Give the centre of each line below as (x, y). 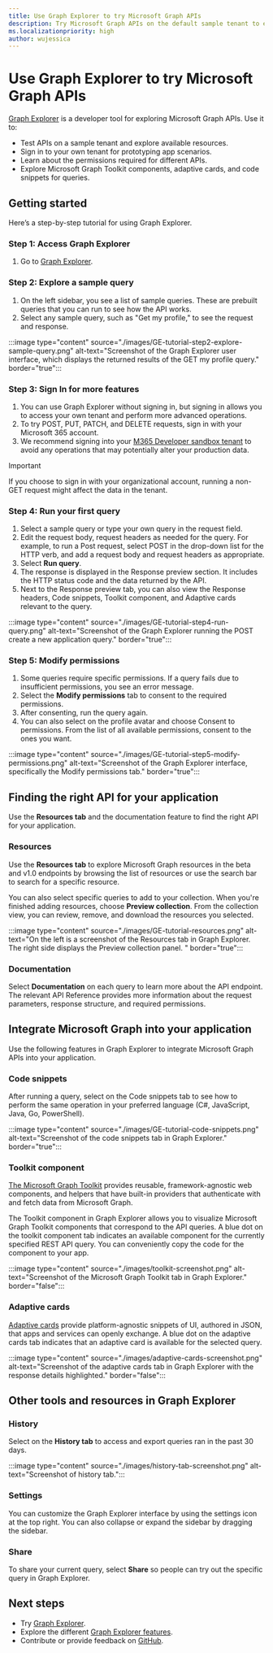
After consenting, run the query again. (84, 713)
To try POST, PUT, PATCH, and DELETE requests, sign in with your (131, 424)
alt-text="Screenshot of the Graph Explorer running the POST (151, 631)
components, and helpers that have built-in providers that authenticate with (135, 1194)
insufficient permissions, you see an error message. (107, 687)
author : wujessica (39, 39)
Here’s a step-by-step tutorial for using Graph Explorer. (100, 223)
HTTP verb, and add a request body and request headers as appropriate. (142, 555)
